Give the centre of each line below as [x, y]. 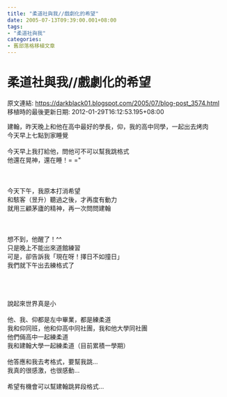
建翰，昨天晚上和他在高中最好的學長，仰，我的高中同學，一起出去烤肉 [108, 127]
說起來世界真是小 [32, 303]
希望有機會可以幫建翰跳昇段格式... [56, 386]
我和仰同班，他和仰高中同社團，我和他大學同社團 [77, 328]
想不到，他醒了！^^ [35, 239]
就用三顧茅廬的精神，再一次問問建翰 [59, 208]
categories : [24, 40]
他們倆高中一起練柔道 [38, 337]
